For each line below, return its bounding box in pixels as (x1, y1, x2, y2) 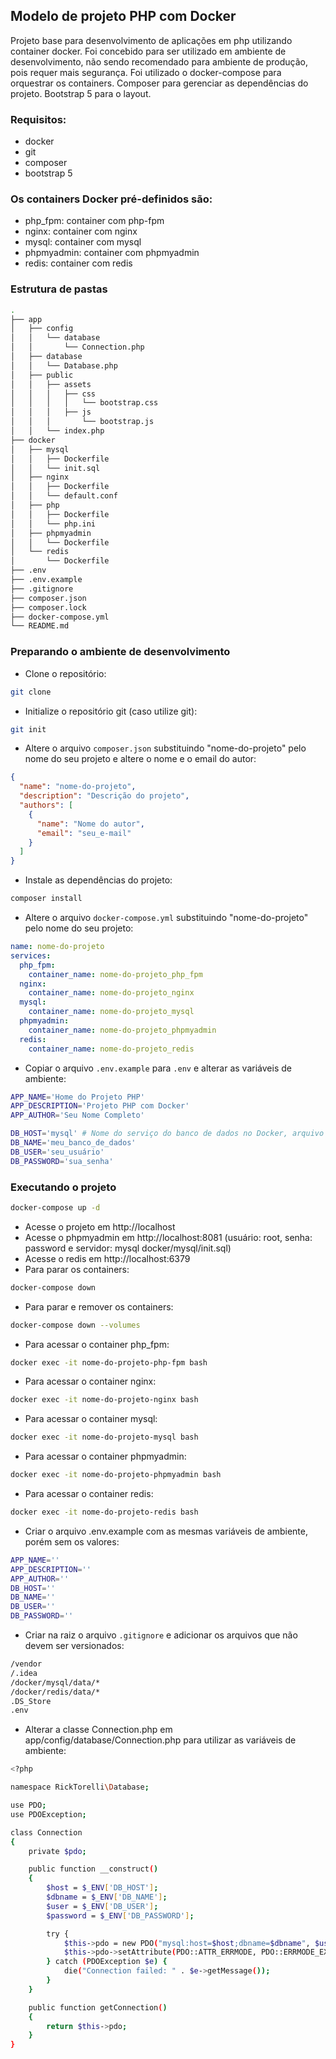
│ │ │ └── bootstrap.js (10, 417, 155, 427)
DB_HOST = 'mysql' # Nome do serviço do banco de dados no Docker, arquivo (10, 1129, 325, 1139)
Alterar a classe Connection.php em (24, 1724, 173, 1736)
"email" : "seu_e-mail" (36, 828, 132, 838)
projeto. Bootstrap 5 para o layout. (10, 87, 152, 99)
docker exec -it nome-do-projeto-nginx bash (10, 1395, 199, 1405)
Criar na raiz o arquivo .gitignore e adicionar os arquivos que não (24, 1629, 298, 1641)
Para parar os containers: (24, 1263, 130, 1275)
